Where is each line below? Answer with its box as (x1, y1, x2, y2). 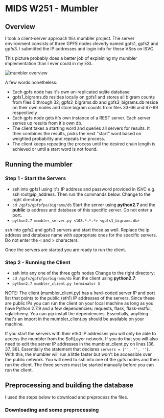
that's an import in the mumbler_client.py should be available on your (5, 316, 144, 322)
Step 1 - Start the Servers (5, 175, 66, 182)
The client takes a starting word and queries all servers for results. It (12, 125, 150, 131)
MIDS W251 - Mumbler (5, 3, 99, 14)
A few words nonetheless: (5, 79, 58, 85)
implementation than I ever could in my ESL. (5, 61, 94, 66)
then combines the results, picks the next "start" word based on (12, 131, 141, 136)
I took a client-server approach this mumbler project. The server (5, 35, 135, 41)
